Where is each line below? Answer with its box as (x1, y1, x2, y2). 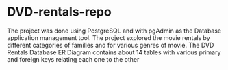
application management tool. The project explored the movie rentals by (7, 33, 210, 41)
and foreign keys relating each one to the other (7, 55, 140, 63)
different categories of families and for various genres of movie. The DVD (7, 41, 214, 49)
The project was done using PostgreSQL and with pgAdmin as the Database (7, 27, 222, 35)
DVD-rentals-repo (7, 4, 112, 20)
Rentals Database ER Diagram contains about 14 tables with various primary (7, 48, 221, 56)
